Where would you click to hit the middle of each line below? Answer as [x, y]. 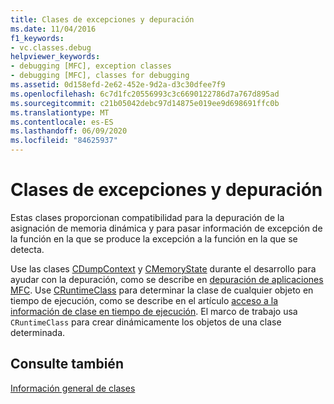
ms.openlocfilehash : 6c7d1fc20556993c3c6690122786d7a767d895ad [145, 94]
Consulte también [67, 364]
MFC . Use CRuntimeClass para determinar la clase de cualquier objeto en [162, 290]
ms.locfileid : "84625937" [64, 141]
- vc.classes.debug [51, 47]
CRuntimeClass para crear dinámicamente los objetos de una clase [146, 322]
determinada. [38, 332]
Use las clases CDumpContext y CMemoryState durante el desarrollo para [163, 268]
